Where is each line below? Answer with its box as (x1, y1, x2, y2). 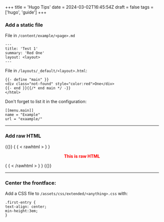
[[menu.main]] (5, 108, 34, 113)
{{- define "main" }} (5, 77, 49, 82)
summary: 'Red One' (5, 51, 45, 56)
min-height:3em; (5, 208, 38, 213)
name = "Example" (5, 112, 41, 117)
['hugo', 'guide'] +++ (5, 9, 47, 15)
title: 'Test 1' (5, 46, 38, 51)
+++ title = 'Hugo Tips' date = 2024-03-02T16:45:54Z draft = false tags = (5, 4, 154, 10)
